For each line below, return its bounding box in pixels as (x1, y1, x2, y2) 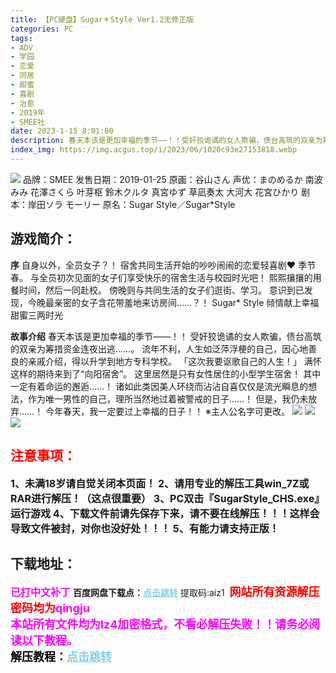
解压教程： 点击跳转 (10, 650, 112, 665)
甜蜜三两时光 (10, 309, 63, 321)
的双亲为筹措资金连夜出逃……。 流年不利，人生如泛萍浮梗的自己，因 (10, 342, 292, 355)
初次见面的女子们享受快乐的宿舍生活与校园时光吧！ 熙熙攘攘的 (56, 271, 313, 283)
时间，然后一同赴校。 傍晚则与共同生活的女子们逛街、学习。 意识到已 (18, 284, 305, 296)
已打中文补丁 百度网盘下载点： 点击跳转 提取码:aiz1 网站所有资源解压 (10, 585, 320, 600)
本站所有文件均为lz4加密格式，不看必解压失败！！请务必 (10, 617, 310, 632)
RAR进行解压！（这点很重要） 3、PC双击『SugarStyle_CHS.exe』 (10, 491, 325, 505)
